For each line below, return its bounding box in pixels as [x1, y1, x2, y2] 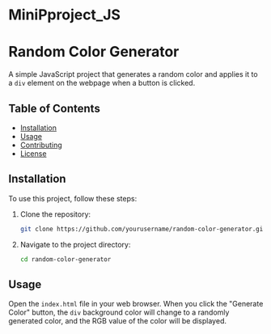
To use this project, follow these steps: [8, 193, 138, 203]
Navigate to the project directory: [19, 239, 131, 249]
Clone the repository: [19, 209, 91, 219]
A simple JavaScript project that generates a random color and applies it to [8, 70, 258, 79]
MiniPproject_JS [8, 6, 121, 24]
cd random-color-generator [19, 255, 112, 264]
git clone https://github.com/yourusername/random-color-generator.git [19, 225, 267, 233]
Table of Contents [8, 101, 101, 115]
